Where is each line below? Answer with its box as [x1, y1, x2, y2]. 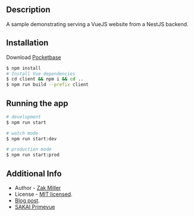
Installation [6, 38, 49, 48]
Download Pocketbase [6, 54, 61, 61]
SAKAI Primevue [14, 204, 55, 210]
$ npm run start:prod [6, 152, 60, 158]
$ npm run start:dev [6, 136, 58, 142]
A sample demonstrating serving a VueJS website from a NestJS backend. [6, 20, 189, 27]
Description [6, 5, 50, 15]
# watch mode [6, 130, 39, 136]
